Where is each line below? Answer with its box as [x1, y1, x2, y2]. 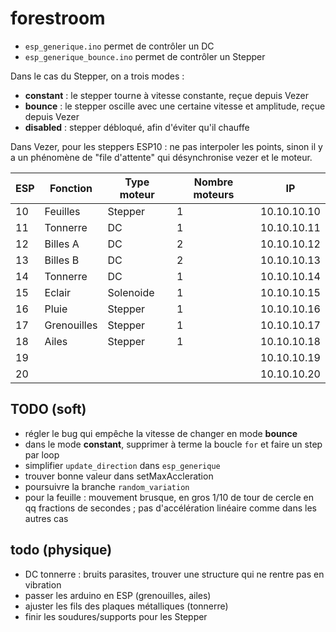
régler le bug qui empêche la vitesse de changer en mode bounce [24, 427, 298, 439]
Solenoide [107, 285, 155, 299]
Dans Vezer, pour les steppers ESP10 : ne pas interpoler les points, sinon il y [10, 140, 323, 152]
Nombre [193, 175, 234, 189]
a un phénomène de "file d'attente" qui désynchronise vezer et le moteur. [10, 151, 313, 163]
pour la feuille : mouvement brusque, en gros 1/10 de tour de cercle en [24, 491, 315, 503]
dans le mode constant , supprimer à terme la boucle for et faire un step [24, 438, 323, 450]
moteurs [193, 187, 235, 201]
